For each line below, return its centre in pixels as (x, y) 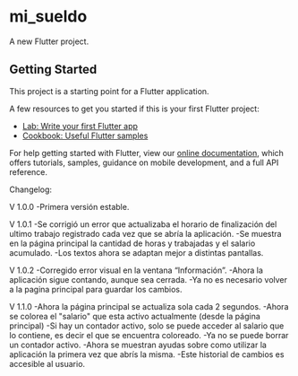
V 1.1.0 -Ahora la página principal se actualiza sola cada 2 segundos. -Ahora (149, 306)
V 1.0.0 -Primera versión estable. (69, 206)
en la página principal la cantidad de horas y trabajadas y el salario (132, 243)
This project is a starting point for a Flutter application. (109, 91)
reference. (28, 171)
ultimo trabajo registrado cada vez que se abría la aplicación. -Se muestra (145, 233)
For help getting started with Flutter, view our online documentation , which (147, 153)
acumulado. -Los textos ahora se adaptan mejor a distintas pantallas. (136, 252)
